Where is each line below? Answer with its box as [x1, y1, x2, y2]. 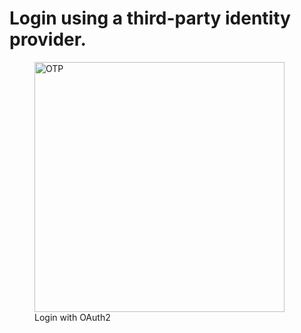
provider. [9, 28, 87, 51]
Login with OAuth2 [34, 311, 111, 323]
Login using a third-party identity [9, 7, 291, 30]
